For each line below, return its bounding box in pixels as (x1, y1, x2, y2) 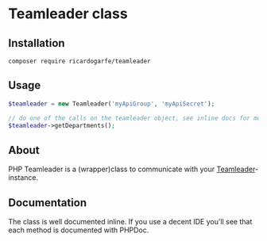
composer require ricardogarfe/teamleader (8, 57, 151, 65)
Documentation (8, 196, 87, 209)
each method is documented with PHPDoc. (8, 225, 149, 235)
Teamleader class (8, 5, 129, 23)
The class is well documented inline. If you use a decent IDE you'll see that (8, 217, 253, 227)
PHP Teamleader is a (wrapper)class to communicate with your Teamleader (8, 164, 256, 174)
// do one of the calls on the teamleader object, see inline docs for (8, 114, 250, 122)
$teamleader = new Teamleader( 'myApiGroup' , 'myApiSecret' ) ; (8, 100, 215, 108)
